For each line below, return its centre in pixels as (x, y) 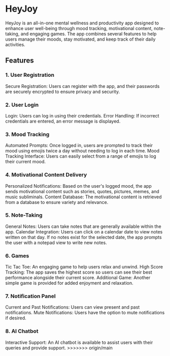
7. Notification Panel (30, 296)
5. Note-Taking (24, 215)
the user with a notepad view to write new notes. (56, 243)
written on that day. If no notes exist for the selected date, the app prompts (83, 237)
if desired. (16, 318)
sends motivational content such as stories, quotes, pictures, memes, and (82, 191)
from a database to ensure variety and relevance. (57, 202)
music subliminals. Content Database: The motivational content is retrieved (83, 197)
